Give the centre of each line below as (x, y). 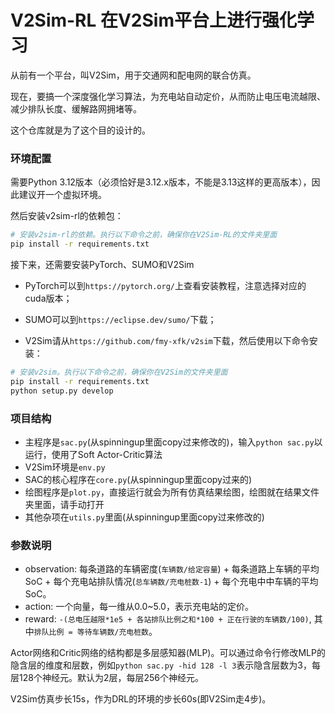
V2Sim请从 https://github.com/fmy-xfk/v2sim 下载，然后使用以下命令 (167, 340)
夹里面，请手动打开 (64, 504)
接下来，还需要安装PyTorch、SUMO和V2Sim (102, 264)
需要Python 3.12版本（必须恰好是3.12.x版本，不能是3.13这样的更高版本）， (161, 182)
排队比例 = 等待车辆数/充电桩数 (91, 632)
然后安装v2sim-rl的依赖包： (67, 216)
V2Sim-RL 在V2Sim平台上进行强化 (153, 20)
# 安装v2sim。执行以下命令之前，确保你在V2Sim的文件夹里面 (119, 372)
